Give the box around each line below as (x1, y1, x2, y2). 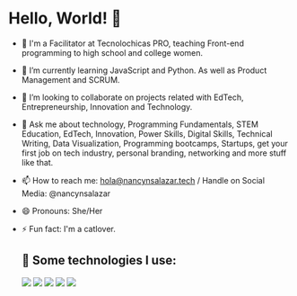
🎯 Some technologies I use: (21, 253, 177, 268)
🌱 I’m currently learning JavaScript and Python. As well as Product (21, 65, 267, 76)
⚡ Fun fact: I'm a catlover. (21, 223, 116, 234)
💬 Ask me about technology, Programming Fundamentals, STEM (21, 119, 259, 130)
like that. (21, 157, 54, 167)
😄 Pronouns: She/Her (21, 205, 103, 216)
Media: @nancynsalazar (21, 188, 111, 199)
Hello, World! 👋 (8, 8, 122, 29)
